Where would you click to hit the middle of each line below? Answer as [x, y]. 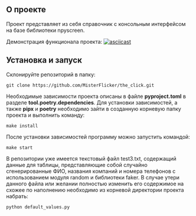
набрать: [17, 196]
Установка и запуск [44, 60]
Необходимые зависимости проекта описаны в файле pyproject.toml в [96, 96]
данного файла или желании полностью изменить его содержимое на [95, 184]
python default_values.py [38, 207]
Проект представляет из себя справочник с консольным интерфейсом [96, 24]
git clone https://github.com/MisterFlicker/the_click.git [80, 85]
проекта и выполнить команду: [45, 115]
